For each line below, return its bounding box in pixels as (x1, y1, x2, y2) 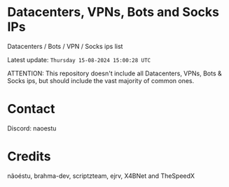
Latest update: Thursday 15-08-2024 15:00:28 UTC (7, 55, 151, 63)
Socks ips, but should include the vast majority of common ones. (7, 76, 195, 84)
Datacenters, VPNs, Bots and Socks (7, 4, 219, 20)
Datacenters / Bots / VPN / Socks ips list (7, 42, 123, 50)
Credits (7, 149, 51, 165)
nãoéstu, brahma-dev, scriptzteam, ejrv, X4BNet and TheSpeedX (7, 172, 195, 180)
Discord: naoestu (7, 124, 57, 133)
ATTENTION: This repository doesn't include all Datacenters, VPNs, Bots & (7, 69, 222, 77)
